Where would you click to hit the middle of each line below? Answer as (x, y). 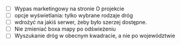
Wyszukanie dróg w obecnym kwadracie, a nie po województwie (95, 36)
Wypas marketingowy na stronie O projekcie (69, 9)
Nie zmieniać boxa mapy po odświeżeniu (65, 29)
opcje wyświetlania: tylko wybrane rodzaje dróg (74, 16)
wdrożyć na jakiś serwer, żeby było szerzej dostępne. (81, 22)
